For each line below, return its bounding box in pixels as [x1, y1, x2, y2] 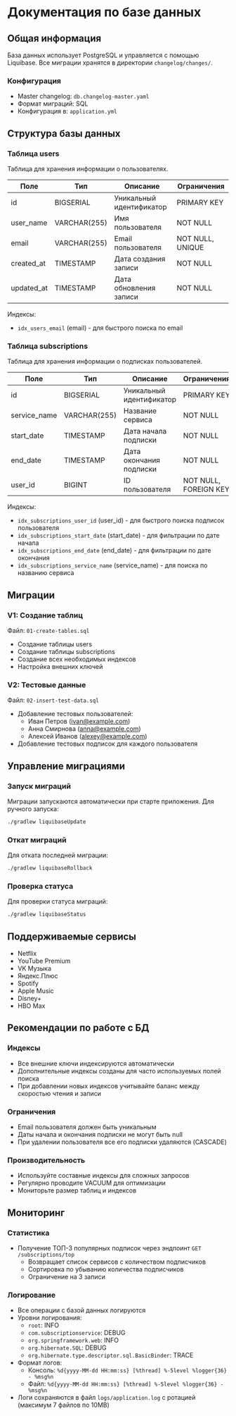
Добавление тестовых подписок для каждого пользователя [17, 739, 198, 748]
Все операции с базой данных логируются [17, 1306, 146, 1315]
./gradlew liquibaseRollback [7, 865, 93, 872]
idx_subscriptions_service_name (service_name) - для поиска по [17, 561, 208, 570]
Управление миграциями [7, 760, 125, 772]
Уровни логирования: [17, 1314, 82, 1322]
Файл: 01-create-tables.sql [7, 626, 90, 634]
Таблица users [7, 149, 60, 159]
